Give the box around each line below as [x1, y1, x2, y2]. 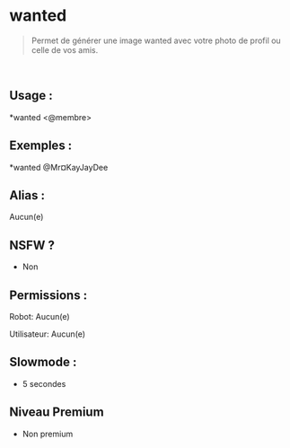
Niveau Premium [9, 405, 105, 420]
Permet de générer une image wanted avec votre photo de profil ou [31, 35, 281, 46]
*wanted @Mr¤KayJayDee [9, 162, 109, 172]
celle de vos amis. [31, 44, 99, 55]
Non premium [22, 428, 74, 439]
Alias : [9, 188, 45, 203]
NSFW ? [9, 237, 56, 252]
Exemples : [9, 138, 73, 154]
